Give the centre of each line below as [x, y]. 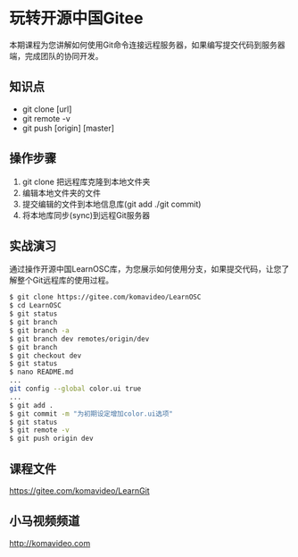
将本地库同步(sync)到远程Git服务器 [86, 215]
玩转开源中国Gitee [76, 18]
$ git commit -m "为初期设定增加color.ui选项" [91, 414]
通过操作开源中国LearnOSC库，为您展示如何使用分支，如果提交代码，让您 [145, 269]
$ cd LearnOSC [36, 306]
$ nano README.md [41, 372]
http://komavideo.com [50, 543]
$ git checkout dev [46, 355]
